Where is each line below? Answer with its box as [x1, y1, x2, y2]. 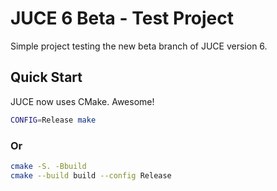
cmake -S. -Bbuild [10, 161, 87, 171]
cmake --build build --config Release [10, 170, 172, 181]
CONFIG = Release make [10, 115, 97, 125]
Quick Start [10, 69, 83, 86]
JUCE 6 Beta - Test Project [10, 7, 235, 30]
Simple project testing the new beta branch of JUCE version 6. [10, 40, 268, 52]
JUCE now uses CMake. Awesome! [10, 95, 155, 107]
